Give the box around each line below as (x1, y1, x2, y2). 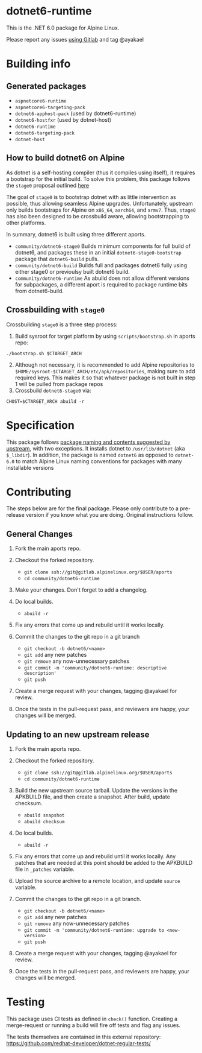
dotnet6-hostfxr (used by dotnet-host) (14, 116, 112, 123)
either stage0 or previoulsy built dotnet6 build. (14, 268, 130, 275)
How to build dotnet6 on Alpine (6, 153, 125, 163)
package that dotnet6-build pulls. (14, 255, 99, 262)
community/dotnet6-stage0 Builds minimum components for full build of (14, 242, 191, 250)
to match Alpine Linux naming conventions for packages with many (16, 457, 182, 465)
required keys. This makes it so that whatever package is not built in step (14, 374, 196, 381)
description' (23, 671, 57, 677)
